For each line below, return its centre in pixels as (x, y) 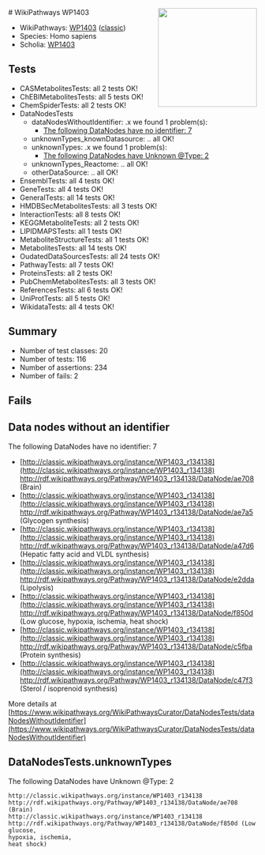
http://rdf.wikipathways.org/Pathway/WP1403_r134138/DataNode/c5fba (136, 646)
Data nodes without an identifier (89, 427)
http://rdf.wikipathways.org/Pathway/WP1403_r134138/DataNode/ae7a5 (136, 512)
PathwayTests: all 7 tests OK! (67, 265)
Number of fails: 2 (49, 375)
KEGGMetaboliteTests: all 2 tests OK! (79, 222)
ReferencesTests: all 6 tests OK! (71, 290)
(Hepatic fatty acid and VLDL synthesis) (84, 554)
